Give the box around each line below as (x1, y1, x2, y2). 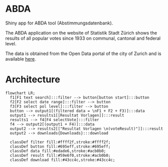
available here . (5, 55, 36, 62)
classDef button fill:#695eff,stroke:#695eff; (10, 144, 111, 149)
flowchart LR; (5, 90, 36, 96)
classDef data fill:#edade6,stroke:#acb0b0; (10, 148, 106, 153)
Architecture (5, 74, 60, 86)
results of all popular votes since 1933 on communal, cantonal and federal (5, 35, 161, 41)
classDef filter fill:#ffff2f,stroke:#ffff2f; (10, 140, 111, 145)
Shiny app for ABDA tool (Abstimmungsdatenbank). (5, 20, 113, 26)
